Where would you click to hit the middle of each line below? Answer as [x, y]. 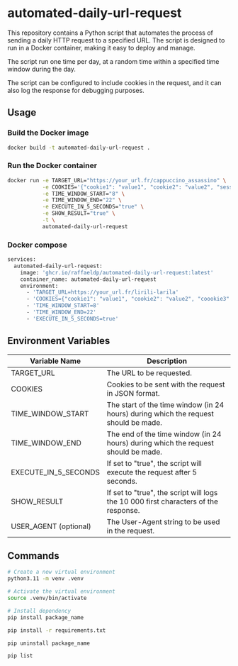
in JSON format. [133, 393]
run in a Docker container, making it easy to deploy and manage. [102, 48]
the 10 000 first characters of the [162, 501]
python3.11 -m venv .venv [45, 579]
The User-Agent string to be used [163, 521]
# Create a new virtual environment [61, 572]
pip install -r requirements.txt [57, 630]
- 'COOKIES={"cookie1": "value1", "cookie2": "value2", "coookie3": [129, 299]
